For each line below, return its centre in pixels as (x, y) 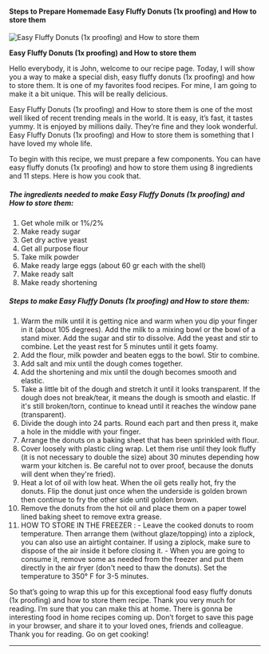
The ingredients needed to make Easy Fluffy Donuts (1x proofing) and (127, 194)
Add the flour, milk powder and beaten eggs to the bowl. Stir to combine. (140, 355)
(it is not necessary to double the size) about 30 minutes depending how (140, 457)
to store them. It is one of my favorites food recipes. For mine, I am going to (133, 86)
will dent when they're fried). (68, 474)
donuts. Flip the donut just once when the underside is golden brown (134, 492)
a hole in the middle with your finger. (81, 431)
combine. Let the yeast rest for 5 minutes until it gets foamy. (119, 347)
